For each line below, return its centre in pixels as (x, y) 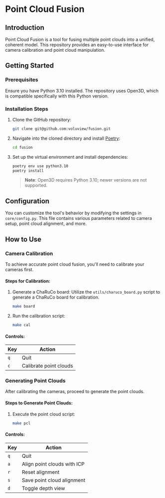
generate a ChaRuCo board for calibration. (56, 298)
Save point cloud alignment (53, 480)
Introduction (25, 28)
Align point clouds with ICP (53, 464)
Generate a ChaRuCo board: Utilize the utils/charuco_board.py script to (86, 292)
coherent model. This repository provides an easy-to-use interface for (77, 45)
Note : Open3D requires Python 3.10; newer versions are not (86, 180)
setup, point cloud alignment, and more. (46, 224)
